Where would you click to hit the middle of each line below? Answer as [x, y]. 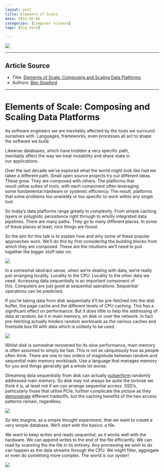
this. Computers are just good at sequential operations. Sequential [72, 286]
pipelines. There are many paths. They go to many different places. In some [81, 221]
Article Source [28, 66]
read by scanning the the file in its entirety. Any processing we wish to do [79, 445]
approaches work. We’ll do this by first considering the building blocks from [81, 241]
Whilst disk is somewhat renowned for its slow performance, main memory [80, 345]
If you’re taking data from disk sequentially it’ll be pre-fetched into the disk [80, 300]
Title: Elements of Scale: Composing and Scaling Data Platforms [76, 77]
